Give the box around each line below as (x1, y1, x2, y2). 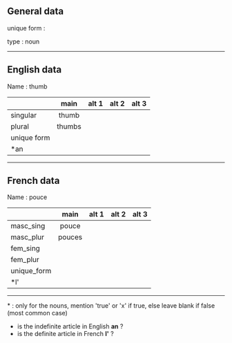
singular (10, 110, 37, 120)
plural (10, 121, 30, 131)
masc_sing (10, 221, 46, 231)
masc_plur (10, 232, 45, 242)
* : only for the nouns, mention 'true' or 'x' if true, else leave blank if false (7, 302, 215, 310)
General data (7, 6, 64, 17)
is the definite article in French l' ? (17, 330, 114, 338)
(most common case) (7, 309, 68, 317)
